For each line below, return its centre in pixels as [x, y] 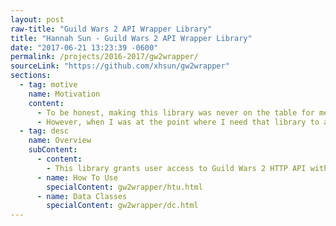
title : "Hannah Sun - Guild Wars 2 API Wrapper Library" [131, 38]
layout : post [37, 19]
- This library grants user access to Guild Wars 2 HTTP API [176, 168]
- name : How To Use [77, 177]
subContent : [53, 150]
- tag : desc [44, 131]
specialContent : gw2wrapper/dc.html [122, 206]
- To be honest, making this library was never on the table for [175, 112]
